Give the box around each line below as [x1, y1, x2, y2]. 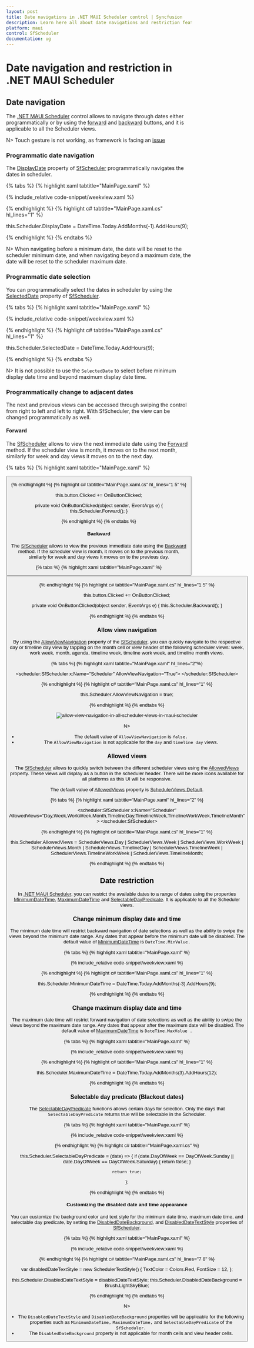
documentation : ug [6, 36, 51, 42]
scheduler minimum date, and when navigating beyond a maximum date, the [6, 252, 191, 259]
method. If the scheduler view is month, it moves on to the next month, [6, 446, 178, 453]
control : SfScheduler [6, 31, 59, 36]
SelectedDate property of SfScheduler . [6, 292, 101, 299]
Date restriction [99, 876, 154, 885]
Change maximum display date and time [72, 1004, 182, 1012]
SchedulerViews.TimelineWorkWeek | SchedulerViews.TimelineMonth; [51, 850, 203, 856]
